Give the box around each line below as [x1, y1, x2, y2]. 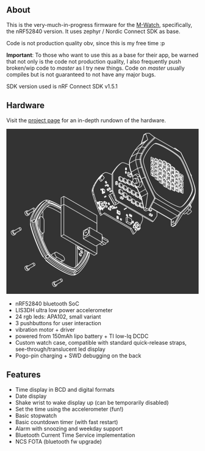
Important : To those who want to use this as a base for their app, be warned [6, 51, 199, 59]
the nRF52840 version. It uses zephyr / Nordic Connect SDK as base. [6, 28, 181, 35]
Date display [15, 392, 47, 400]
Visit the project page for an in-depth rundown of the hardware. [6, 116, 167, 124]
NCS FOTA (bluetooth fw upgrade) [15, 438, 103, 445]
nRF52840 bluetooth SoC [15, 299, 79, 307]
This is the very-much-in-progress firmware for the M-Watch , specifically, [6, 21, 192, 28]
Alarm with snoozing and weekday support [15, 425, 123, 432]
